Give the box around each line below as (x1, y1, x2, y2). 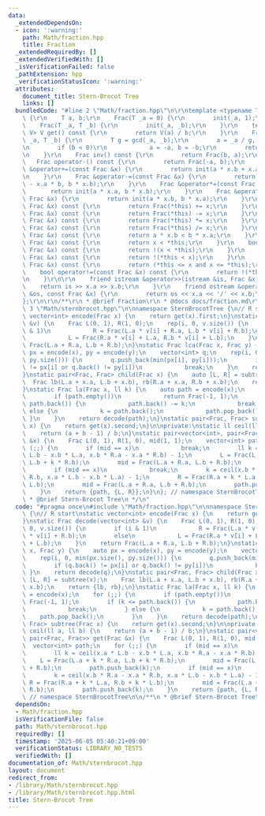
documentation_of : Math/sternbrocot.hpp (8, 759, 144, 767)
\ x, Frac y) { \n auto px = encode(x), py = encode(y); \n (22, 546, 227, 554)
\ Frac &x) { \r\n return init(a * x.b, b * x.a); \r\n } (22, 195, 245, 203)
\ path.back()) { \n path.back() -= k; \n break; (22, 400, 259, 408)
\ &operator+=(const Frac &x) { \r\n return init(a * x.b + (22, 166, 245, 173)
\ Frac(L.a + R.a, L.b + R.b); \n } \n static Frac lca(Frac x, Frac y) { (22, 341, 259, 349)
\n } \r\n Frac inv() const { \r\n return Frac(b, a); (22, 151, 245, 158)
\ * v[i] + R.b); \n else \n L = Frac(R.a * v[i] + (22, 532, 252, 540)
